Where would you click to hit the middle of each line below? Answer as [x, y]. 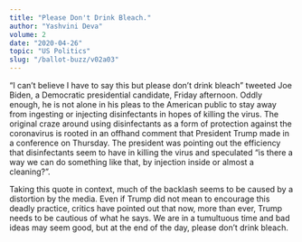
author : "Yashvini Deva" [56, 26]
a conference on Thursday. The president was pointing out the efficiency [145, 143]
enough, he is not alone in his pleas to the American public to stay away [143, 104]
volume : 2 [28, 34]
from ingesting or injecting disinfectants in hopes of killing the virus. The [144, 114]
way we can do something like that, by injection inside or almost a [132, 162]
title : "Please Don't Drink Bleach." [80, 18]
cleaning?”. [30, 172]
